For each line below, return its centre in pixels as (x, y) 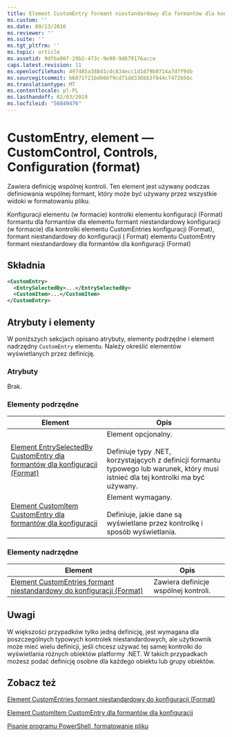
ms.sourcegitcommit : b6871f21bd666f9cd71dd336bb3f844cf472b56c (100, 78)
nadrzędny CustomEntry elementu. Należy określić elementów (94, 346)
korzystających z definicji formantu (164, 460)
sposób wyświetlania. (142, 532)
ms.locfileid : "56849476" (44, 104)
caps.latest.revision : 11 (44, 65)
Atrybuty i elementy (51, 322)
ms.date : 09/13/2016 (37, 26)
